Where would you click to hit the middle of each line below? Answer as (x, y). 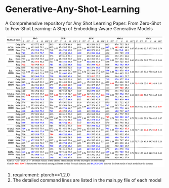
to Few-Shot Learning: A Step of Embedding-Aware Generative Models (79, 28)
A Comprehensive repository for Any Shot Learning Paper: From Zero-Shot (83, 23)
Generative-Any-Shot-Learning (73, 9)
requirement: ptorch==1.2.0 (41, 174)
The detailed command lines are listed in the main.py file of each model (87, 180)
